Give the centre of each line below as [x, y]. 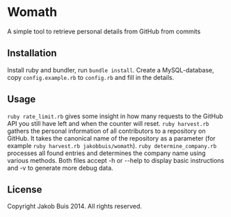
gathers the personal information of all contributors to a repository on [107, 131]
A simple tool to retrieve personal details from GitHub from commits [104, 31]
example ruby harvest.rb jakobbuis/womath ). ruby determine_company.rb [112, 145]
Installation [32, 53]
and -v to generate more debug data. [60, 168]
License [25, 190]
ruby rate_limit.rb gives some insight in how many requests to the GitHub [115, 116]
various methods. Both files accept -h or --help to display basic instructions [116, 160]
